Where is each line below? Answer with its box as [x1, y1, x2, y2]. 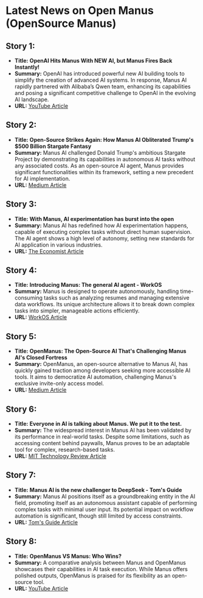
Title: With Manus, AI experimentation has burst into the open [14, 215, 174, 222]
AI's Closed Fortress [14, 354, 67, 361]
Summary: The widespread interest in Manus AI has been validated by [14, 427, 192, 434]
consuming [14, 294, 43, 301]
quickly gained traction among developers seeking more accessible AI [14, 367, 191, 375]
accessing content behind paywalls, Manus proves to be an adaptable [14, 440, 190, 447]
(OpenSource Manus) [5, 16, 117, 30]
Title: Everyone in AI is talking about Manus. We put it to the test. [14, 420, 182, 427]
